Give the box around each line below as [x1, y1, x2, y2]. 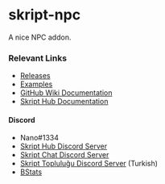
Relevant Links [8, 52, 67, 64]
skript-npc [8, 6, 81, 24]
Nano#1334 [19, 133, 59, 143]
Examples [19, 79, 53, 90]
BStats [19, 167, 43, 177]
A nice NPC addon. [8, 32, 72, 42]
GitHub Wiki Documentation [19, 88, 113, 98]
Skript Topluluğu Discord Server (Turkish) [19, 159, 159, 169]
